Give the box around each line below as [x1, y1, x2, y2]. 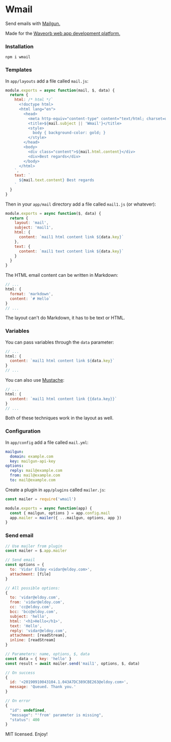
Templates [5, 66, 32, 73]
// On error [5, 698, 31, 703]
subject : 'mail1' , [14, 225, 53, 230]
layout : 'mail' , [14, 220, 49, 225]
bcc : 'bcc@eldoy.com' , [10, 609, 58, 614]
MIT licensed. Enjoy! [5, 731, 48, 737]
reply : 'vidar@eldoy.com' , [10, 628, 67, 633]
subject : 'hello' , [10, 614, 49, 619]
